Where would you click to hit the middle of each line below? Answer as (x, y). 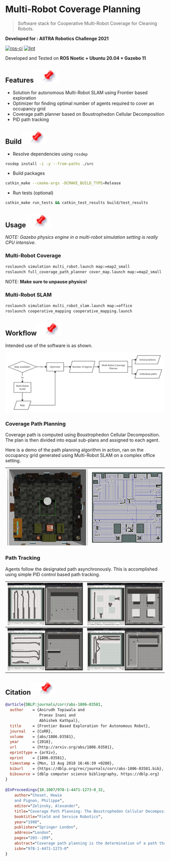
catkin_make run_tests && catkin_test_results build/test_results (77, 203)
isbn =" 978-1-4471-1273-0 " (42, 848)
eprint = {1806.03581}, (38, 758)
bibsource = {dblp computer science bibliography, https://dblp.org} (84, 774)
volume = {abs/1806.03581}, (43, 737)
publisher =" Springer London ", (46, 827)
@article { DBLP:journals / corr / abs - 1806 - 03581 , (54, 705)
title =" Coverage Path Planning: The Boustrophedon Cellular (79, 811)
